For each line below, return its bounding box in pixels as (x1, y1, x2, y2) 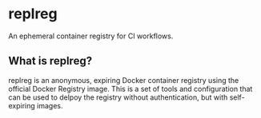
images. (37, 100, 63, 110)
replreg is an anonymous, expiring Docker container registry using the (8, 75, 239, 85)
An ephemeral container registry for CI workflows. (8, 31, 174, 41)
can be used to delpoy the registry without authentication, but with (8, 92, 228, 102)
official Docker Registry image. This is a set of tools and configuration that (8, 84, 253, 93)
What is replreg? (8, 54, 93, 68)
